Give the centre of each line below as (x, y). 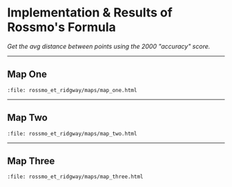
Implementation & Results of (90, 13)
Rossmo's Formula (61, 27)
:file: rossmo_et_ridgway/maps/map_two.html (72, 133)
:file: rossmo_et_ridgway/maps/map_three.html (75, 177)
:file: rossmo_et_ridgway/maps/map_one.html (72, 90)
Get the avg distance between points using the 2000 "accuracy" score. (109, 46)
